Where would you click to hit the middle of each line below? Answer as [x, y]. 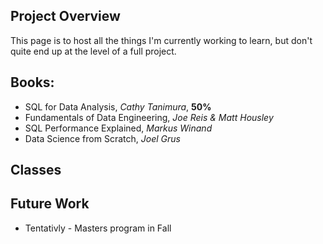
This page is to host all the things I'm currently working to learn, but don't [161, 40]
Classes [36, 170]
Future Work [50, 204]
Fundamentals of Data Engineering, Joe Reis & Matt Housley [149, 117]
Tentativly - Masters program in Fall [98, 228]
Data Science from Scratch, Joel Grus [102, 138]
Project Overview [65, 16]
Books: [32, 82]
